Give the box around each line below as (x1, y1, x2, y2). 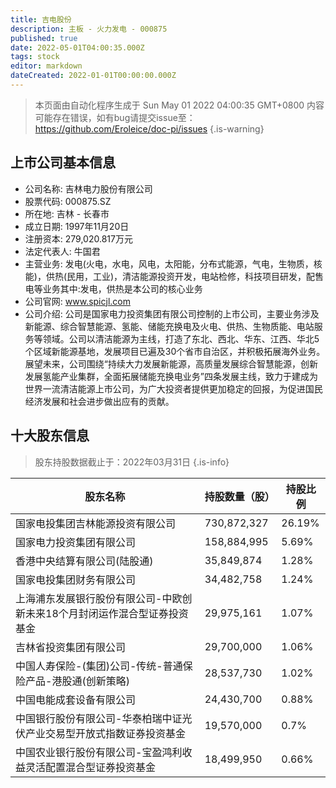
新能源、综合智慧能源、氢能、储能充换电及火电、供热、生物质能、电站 (24, 320, 315, 332)
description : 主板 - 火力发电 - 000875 (10, 24, 168, 34)
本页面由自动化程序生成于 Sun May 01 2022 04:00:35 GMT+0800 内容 (34, 99, 325, 111)
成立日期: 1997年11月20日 (24, 220, 130, 232)
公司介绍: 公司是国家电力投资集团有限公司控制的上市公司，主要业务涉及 (24, 307, 320, 320)
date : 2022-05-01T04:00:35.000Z (10, 42, 145, 53)
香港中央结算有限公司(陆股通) (15, 554, 154, 568)
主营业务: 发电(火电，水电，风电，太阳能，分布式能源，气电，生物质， (24, 257, 314, 270)
